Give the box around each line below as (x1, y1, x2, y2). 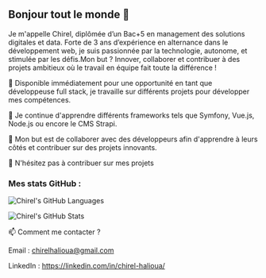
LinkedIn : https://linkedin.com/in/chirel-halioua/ (8, 261, 165, 271)
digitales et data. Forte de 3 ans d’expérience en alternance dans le (8, 37, 229, 47)
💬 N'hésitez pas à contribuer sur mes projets (8, 158, 155, 168)
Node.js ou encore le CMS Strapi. (8, 118, 118, 128)
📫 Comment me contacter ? (8, 227, 101, 237)
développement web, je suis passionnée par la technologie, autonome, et (8, 45, 248, 56)
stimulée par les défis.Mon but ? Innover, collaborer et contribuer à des (8, 54, 241, 64)
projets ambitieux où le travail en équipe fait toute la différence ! (8, 63, 217, 72)
